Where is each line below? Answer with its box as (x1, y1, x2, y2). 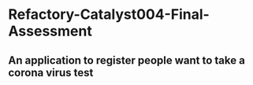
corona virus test (8, 65, 94, 79)
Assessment (8, 22, 92, 40)
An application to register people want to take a (8, 54, 246, 67)
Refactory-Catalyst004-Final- (8, 6, 210, 24)
